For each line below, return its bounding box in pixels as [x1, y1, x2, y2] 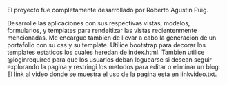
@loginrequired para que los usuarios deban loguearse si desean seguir [7, 56, 213, 64]
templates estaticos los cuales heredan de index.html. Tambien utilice [7, 48, 205, 56]
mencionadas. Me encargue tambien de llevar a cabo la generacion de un [7, 34, 217, 42]
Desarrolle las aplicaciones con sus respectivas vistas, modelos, [7, 19, 190, 27]
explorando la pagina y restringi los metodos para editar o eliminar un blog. [7, 63, 221, 71]
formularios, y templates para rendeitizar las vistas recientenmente [7, 27, 197, 34]
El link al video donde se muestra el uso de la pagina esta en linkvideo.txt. [7, 70, 217, 78]
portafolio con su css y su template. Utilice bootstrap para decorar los [7, 41, 206, 49]
